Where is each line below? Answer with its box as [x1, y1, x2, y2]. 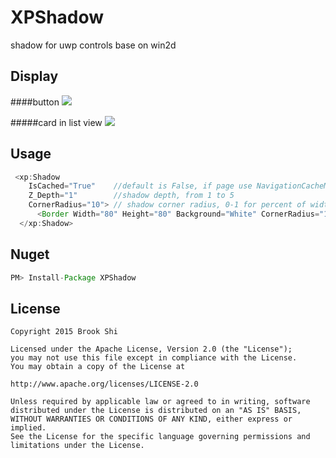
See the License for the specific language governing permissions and [10, 432, 311, 442]
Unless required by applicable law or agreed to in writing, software [10, 397, 311, 407]
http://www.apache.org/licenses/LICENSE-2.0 [10, 379, 199, 390]
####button [10, 96, 60, 108]
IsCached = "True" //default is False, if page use [28, 181, 253, 191]
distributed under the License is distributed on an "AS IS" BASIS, [10, 406, 302, 416]
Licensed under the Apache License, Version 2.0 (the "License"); [10, 344, 293, 355]
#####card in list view [10, 116, 103, 128]
